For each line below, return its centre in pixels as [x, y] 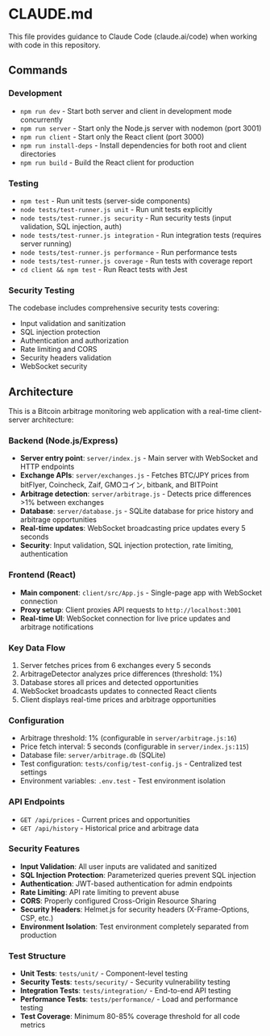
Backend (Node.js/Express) [63, 441]
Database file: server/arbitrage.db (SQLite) [93, 755]
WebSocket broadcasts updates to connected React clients [118, 691]
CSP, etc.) [37, 917]
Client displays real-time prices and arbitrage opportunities [118, 700]
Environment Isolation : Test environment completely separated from [134, 926]
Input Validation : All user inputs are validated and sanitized [118, 866]
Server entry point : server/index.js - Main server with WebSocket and [139, 458]
